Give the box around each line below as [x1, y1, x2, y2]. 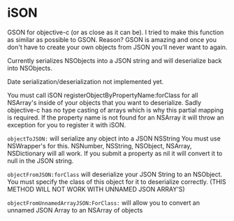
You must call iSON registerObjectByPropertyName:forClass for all [7, 91, 198, 99]
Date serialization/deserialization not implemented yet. [7, 77, 164, 85]
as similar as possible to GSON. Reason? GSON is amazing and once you [7, 35, 217, 43]
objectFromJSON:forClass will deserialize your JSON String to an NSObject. [7, 170, 223, 178]
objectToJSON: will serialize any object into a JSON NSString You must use [7, 134, 221, 143]
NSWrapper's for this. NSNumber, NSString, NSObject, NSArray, [7, 141, 192, 150]
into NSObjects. [7, 64, 52, 72]
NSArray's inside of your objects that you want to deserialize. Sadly [7, 98, 201, 106]
